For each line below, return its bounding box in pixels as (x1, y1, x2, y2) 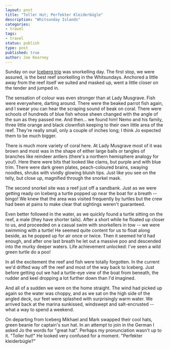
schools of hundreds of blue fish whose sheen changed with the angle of (5, 111, 158, 117)
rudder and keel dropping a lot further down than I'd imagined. (5, 275, 136, 281)
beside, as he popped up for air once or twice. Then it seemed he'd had (5, 233, 156, 239)
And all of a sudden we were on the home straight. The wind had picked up (5, 285, 162, 291)
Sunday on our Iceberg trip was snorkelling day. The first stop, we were (5, 69, 155, 75)
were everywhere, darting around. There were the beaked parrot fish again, (5, 100, 163, 106)
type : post (5, 45, 28, 50)
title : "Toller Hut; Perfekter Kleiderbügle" (5, 12, 103, 17)
